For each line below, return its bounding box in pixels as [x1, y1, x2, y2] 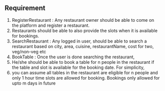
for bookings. [11, 33, 39, 39]
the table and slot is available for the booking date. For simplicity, [11, 64, 145, 70]
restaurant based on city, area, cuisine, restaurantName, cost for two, [11, 43, 154, 49]
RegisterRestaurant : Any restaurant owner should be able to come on [11, 17, 155, 23]
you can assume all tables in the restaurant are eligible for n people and [11, 69, 158, 76]
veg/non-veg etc [11, 48, 47, 54]
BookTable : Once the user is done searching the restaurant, [11, 54, 135, 60]
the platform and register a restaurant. [11, 22, 90, 28]
